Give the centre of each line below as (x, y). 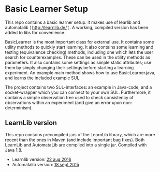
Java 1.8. (14, 150)
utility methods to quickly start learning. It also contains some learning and (79, 47)
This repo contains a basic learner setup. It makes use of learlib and (73, 22)
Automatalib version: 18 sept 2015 (46, 164)
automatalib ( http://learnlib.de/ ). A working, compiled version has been (77, 27)
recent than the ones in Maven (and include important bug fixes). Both (75, 140)
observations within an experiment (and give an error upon (64, 102)
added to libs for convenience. (36, 32)
